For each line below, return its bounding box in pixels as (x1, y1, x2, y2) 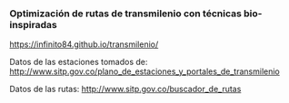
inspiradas (9, 18, 57, 31)
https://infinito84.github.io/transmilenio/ (9, 39, 159, 50)
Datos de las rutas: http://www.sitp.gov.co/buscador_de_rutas (9, 84, 242, 95)
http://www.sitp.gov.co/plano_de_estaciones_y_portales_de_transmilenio (9, 66, 280, 77)
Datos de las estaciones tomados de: (9, 57, 148, 68)
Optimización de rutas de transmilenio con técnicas (9, 7, 243, 20)
